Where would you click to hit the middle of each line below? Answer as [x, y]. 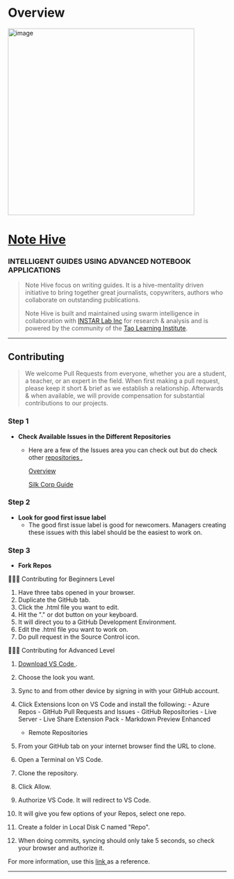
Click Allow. [34, 787]
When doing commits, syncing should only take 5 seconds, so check [116, 841]
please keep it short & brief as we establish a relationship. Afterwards [124, 389]
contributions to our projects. [66, 403]
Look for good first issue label [62, 518]
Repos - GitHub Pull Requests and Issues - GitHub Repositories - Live [117, 712]
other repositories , [56, 457]
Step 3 [19, 550]
